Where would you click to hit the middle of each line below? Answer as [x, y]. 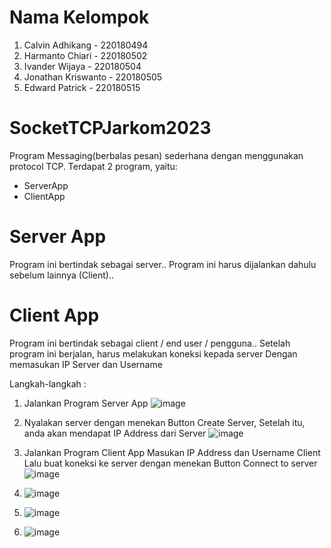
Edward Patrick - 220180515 [82, 87]
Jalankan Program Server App [86, 403]
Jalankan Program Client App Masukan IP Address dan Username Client [172, 452]
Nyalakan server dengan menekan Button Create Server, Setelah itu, [164, 422]
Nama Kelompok [79, 17]
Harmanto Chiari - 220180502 [85, 55]
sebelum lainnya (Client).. [62, 275]
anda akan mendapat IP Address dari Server [115, 433]
